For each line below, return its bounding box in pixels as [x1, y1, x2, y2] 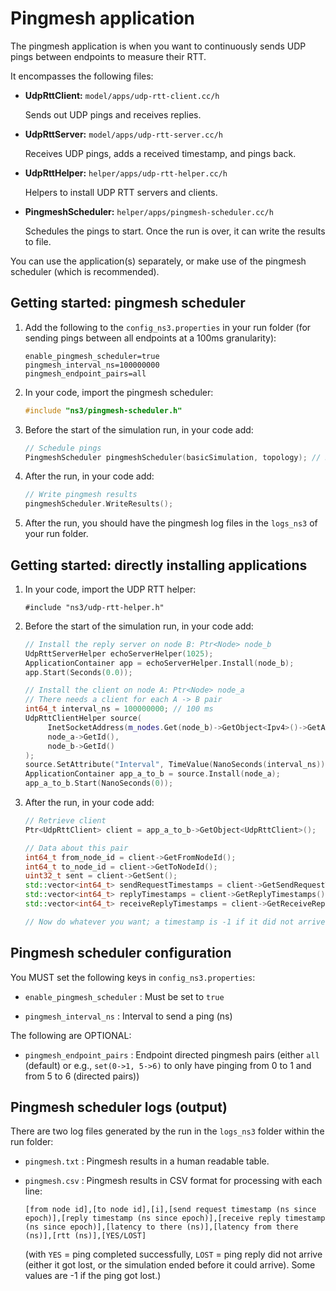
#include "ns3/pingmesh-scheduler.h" [24, 405, 183, 416]
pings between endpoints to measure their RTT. [10, 50, 207, 62]
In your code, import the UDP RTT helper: [24, 583, 197, 595]
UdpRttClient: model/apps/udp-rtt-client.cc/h [24, 89, 220, 101]
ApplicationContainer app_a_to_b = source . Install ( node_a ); [24, 769, 281, 779]
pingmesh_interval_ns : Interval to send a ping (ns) [24, 1010, 233, 1022]
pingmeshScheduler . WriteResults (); [24, 499, 174, 509]
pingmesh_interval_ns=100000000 [24, 360, 160, 370]
